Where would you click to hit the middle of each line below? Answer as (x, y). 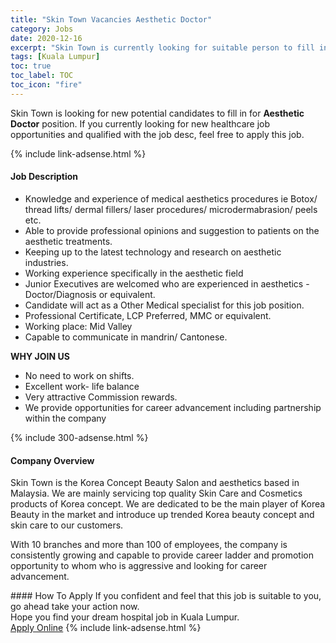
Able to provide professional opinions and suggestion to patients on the (172, 230)
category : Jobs (42, 29)
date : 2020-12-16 (46, 38)
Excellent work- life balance (82, 386)
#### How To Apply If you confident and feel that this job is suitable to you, (166, 596)
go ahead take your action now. (75, 607)
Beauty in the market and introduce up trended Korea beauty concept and (162, 515)
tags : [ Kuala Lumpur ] (55, 57)
